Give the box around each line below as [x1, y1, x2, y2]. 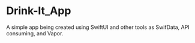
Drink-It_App [6, 4, 71, 18]
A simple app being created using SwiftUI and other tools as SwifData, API [6, 24, 190, 31]
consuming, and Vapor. [6, 29, 64, 37]
